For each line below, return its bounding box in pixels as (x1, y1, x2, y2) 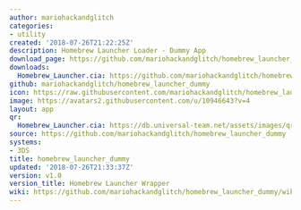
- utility (9, 29, 47, 38)
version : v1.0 (9, 171, 63, 180)
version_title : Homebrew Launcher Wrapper (9, 180, 170, 189)
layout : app (9, 105, 54, 113)
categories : (9, 21, 54, 30)
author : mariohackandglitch (9, 13, 115, 22)
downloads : (9, 63, 50, 72)
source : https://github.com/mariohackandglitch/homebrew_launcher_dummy (9, 130, 287, 139)
